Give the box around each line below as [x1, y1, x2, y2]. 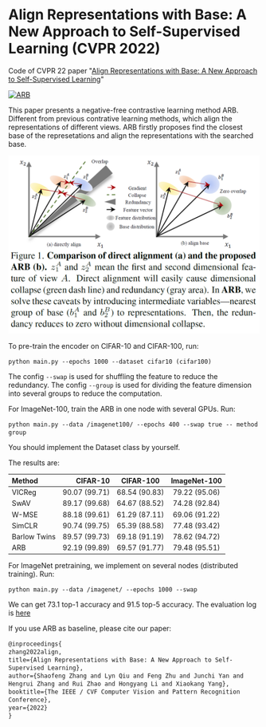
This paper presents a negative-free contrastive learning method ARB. [8, 105, 239, 115]
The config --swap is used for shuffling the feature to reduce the [8, 372, 218, 381]
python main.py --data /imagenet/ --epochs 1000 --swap [8, 585, 198, 594]
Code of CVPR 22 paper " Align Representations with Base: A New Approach [8, 65, 257, 75]
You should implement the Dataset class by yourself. [8, 443, 181, 452]
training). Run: [8, 569, 55, 579]
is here [8, 608, 31, 618]
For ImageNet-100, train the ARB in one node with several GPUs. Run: [8, 405, 237, 414]
